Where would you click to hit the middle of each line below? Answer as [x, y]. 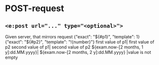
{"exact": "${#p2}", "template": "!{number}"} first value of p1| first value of [80, 42]
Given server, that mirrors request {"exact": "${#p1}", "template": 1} [72, 37]
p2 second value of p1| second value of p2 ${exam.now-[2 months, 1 [74, 47]
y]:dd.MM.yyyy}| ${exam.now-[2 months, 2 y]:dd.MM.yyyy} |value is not [78, 52]
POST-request [35, 8]
